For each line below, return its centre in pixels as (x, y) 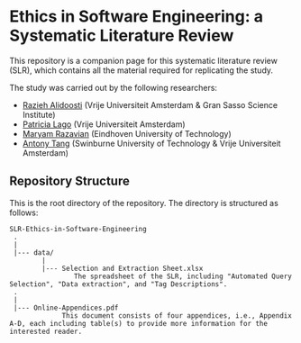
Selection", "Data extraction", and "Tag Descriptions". (119, 284)
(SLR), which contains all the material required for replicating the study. (141, 70)
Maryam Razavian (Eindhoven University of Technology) (127, 133)
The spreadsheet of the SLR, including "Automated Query (183, 276)
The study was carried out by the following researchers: (114, 87)
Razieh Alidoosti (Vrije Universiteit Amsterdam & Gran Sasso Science (150, 104)
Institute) (39, 114)
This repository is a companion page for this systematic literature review (143, 60)
